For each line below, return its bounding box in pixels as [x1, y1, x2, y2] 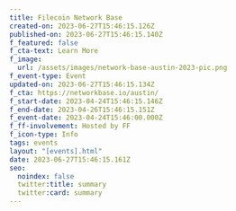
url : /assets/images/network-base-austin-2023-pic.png [17, 64, 228, 73]
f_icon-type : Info [9, 130, 78, 139]
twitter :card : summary [17, 189, 103, 198]
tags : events [9, 138, 59, 147]
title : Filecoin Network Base [9, 13, 123, 22]
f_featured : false [9, 38, 78, 48]
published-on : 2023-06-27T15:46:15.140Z [9, 30, 164, 39]
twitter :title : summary [17, 180, 106, 189]
